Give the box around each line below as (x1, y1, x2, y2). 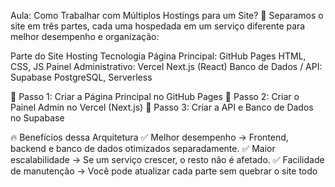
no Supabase (10, 112, 65, 124)
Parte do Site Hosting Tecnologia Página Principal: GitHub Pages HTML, (10, 50, 307, 62)
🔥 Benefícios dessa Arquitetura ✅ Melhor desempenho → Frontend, (10, 131, 289, 143)
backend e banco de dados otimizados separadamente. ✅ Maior (10, 143, 276, 154)
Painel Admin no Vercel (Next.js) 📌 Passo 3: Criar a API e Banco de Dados (10, 101, 314, 113)
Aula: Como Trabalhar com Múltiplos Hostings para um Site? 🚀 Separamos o (10, 10, 324, 21)
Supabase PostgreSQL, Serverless (10, 71, 153, 83)
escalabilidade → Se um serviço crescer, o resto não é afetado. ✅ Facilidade (10, 154, 325, 165)
